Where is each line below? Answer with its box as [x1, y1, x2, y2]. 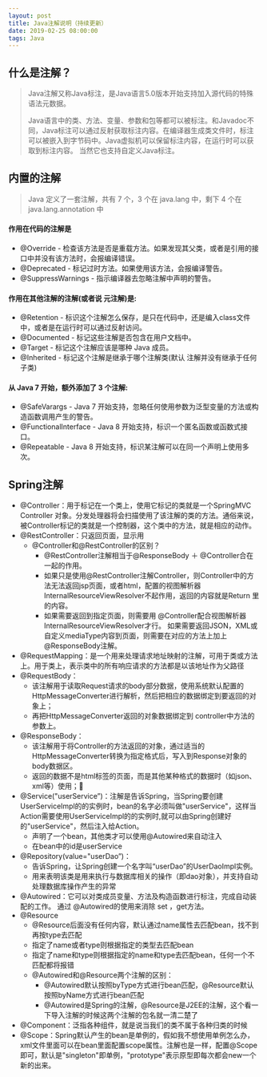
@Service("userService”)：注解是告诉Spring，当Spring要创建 [19, 792, 224, 801]
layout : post [8, 11, 52, 20]
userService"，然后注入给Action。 [30, 821, 144, 831]
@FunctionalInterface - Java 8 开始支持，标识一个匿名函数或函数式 [19, 422, 241, 431]
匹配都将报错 [31, 960, 74, 970]
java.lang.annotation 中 [27, 204, 104, 213]
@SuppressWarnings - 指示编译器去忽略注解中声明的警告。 [19, 273, 216, 283]
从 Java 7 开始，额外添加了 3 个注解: [8, 383, 128, 392]
